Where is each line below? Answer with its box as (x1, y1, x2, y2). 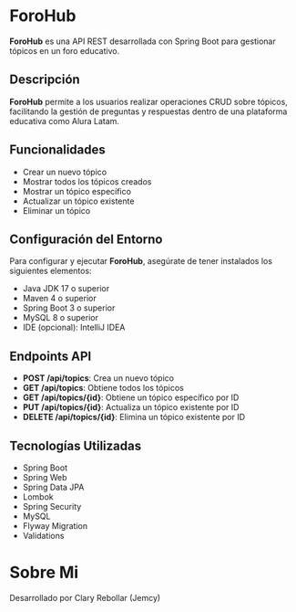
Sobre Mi (9, 563, 79, 583)
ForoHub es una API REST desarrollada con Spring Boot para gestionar (9, 36, 276, 47)
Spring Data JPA (22, 481, 85, 492)
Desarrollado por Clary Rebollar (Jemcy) (9, 592, 161, 603)
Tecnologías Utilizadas (9, 438, 142, 453)
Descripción (9, 72, 80, 88)
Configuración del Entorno (9, 231, 163, 247)
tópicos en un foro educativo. (9, 45, 120, 56)
